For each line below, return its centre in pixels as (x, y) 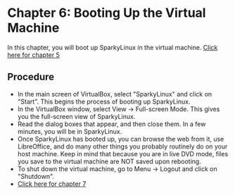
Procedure (31, 77)
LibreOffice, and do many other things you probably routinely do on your (122, 146)
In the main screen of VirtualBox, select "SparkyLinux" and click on (115, 94)
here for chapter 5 (33, 55)
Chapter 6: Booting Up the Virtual (107, 13)
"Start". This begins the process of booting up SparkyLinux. (104, 101)
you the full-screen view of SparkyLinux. (76, 116)
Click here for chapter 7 (52, 184)
